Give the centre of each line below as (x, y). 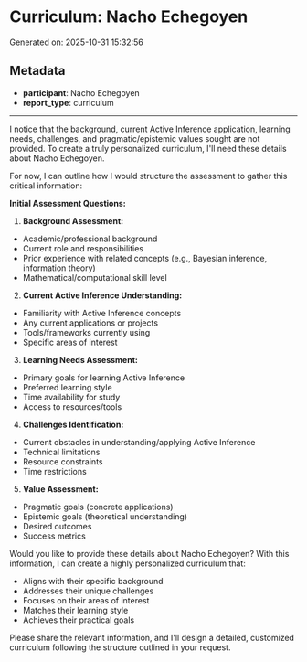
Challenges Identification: (73, 424)
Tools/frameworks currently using (86, 332)
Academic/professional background (90, 239)
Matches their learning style (75, 610)
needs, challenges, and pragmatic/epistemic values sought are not (135, 138)
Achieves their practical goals (79, 620)
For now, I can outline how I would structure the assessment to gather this (148, 176)
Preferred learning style (67, 387)
